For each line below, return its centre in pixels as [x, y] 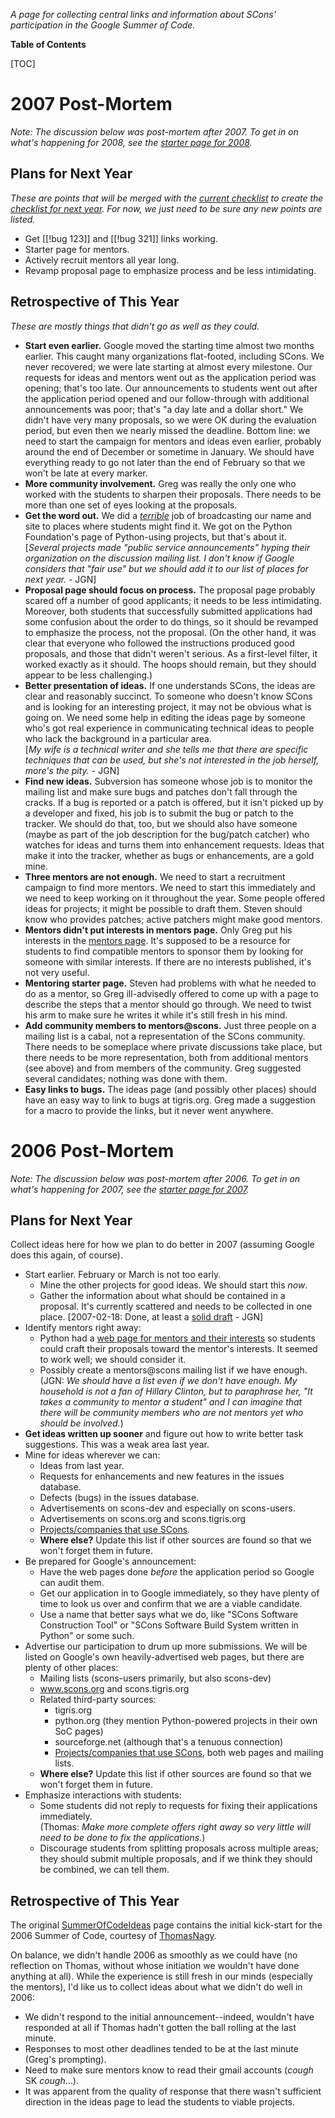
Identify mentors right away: [83, 1328]
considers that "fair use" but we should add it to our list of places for [166, 568]
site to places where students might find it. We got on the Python [158, 526]
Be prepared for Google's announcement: [110, 1561]
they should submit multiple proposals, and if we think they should [176, 1859]
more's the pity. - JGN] [72, 770]
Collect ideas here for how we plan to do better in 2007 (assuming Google [162, 1245]
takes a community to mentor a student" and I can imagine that [171, 1402]
